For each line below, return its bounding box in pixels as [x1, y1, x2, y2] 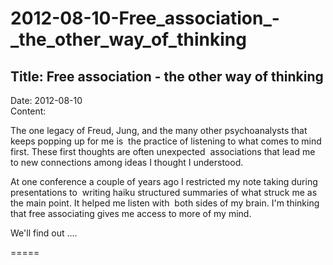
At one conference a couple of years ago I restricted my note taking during [10, 176, 318, 187]
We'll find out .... [10, 227, 78, 239]
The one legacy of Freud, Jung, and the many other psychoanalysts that [10, 125, 308, 136]
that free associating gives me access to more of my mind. [10, 208, 252, 219]
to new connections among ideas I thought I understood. [10, 157, 244, 168]
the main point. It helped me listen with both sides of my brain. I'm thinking [10, 197, 320, 209]
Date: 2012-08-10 [10, 95, 83, 106]
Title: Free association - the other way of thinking [10, 68, 324, 85]
